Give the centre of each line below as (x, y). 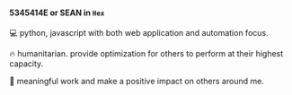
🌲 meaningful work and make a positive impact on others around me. (137, 82)
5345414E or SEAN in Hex (57, 13)
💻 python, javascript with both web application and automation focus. (139, 33)
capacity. (27, 64)
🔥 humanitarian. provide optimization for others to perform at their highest (146, 54)
